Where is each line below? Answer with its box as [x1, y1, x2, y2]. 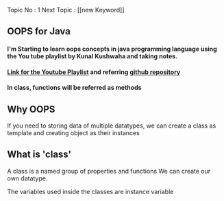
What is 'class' [7, 149, 72, 161]
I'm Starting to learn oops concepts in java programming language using [7, 45, 217, 53]
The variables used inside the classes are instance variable [7, 187, 174, 196]
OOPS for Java [7, 25, 71, 37]
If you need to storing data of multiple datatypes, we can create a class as [7, 121, 216, 130]
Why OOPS [7, 103, 55, 115]
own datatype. [7, 174, 48, 182]
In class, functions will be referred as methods [7, 84, 142, 92]
